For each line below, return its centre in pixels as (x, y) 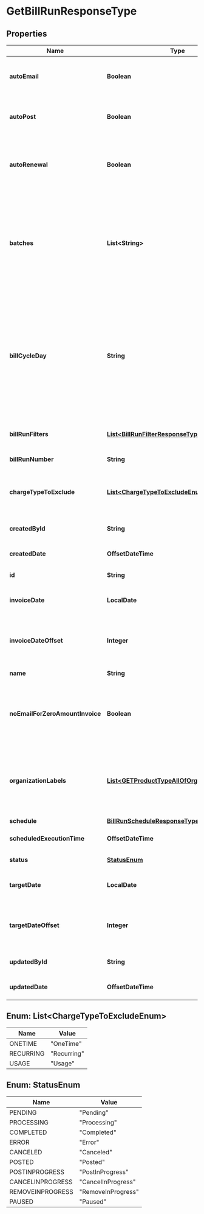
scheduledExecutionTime (47, 838)
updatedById (28, 962)
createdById (27, 528)
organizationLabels (38, 781)
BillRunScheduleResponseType (153, 821)
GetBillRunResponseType (72, 11)
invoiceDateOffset (36, 641)
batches (22, 243)
